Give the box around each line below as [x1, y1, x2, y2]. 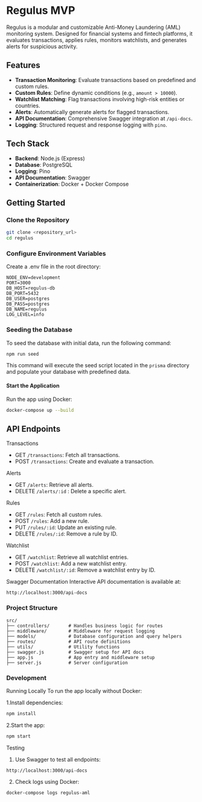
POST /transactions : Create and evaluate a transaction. [14, 458, 155, 465]
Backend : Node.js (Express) [14, 154, 86, 162]
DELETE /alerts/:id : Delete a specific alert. [14, 488, 127, 495]
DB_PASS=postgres [6, 301, 50, 308]
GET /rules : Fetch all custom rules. [14, 511, 103, 519]
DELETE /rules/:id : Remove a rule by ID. [14, 530, 118, 537]
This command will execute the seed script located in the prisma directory [6, 362, 190, 369]
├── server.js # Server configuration [6, 660, 128, 666]
